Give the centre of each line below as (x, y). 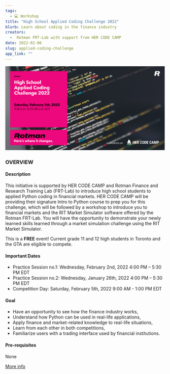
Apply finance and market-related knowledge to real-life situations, (83, 323)
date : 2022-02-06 (24, 43)
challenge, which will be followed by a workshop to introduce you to (76, 207)
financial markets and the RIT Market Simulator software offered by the (79, 213)
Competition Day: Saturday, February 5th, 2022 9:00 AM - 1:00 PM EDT (87, 289)
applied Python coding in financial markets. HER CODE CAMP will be (77, 197)
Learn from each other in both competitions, (59, 328)
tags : (11, 11)
